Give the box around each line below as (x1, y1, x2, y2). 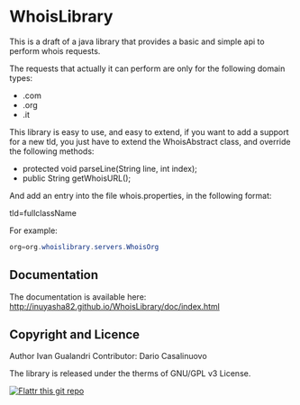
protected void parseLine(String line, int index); (22, 163, 198, 174)
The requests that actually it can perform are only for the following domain (9, 63, 286, 74)
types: (9, 72, 33, 83)
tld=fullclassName (9, 207, 77, 218)
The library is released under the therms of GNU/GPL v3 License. (9, 368, 251, 379)
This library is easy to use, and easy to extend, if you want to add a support (9, 126, 290, 137)
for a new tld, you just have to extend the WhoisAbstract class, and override (9, 136, 291, 147)
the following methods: (9, 146, 95, 157)
